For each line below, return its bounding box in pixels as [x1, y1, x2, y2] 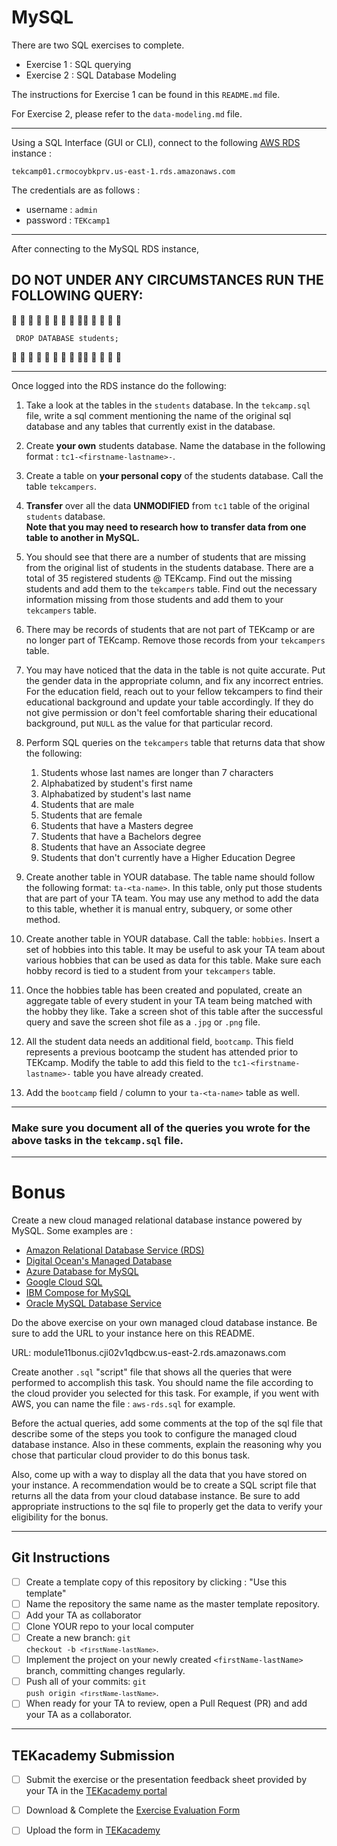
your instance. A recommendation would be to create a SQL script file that [11, 1479, 317, 1491]
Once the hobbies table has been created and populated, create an [25, 984, 303, 996]
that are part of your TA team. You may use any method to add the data [25, 892, 319, 904]
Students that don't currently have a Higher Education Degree [40, 851, 296, 863]
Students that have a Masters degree [40, 819, 194, 831]
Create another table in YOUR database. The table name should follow [25, 871, 316, 883]
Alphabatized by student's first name [40, 777, 193, 789]
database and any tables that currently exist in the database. [25, 420, 276, 432]
